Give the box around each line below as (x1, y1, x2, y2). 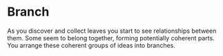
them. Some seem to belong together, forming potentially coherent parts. (7, 33, 215, 42)
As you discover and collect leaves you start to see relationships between (7, 27, 217, 35)
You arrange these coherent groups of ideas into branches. (7, 41, 176, 49)
